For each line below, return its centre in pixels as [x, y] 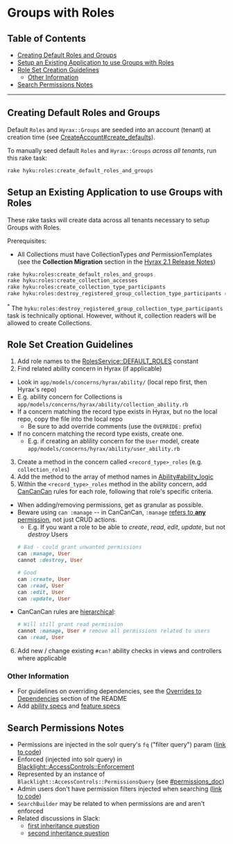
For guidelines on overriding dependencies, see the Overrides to [110, 691]
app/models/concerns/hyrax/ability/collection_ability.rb [103, 405]
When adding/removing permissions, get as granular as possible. [110, 505]
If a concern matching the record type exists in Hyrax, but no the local [117, 412]
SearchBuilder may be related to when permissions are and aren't [111, 804]
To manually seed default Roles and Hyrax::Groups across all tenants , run [112, 150]
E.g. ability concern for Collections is [70, 397]
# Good [27, 573]
